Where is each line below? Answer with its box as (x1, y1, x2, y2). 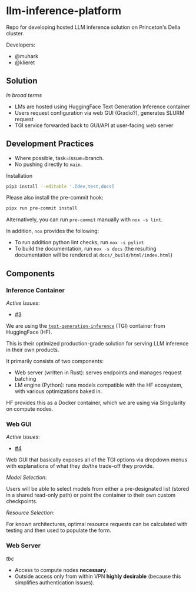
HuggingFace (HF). (6, 328, 52, 335)
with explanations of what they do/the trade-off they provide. (6, 463, 154, 470)
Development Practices (6, 139, 94, 149)
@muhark (14, 52, 39, 59)
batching (14, 375, 36, 382)
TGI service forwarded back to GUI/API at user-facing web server (14, 122, 174, 129)
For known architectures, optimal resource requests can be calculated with (6, 521, 188, 528)
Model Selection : (6, 474, 47, 481)
